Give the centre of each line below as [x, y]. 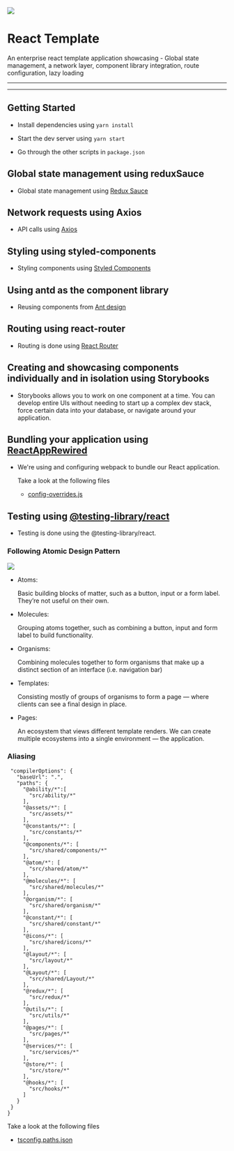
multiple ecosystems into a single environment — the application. [111, 738]
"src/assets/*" [51, 814]
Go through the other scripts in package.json [81, 152]
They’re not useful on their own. [63, 601]
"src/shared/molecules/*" [67, 887]
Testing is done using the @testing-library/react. [87, 533]
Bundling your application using [78, 440]
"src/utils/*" [49, 1016]
